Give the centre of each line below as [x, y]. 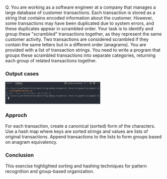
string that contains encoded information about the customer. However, [79, 18]
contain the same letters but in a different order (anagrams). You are [76, 44]
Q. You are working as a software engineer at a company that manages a [80, 7]
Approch [16, 115]
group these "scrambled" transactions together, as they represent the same [83, 34]
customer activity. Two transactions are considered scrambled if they [77, 39]
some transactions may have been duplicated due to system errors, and [80, 23]
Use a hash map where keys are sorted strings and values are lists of [77, 131]
